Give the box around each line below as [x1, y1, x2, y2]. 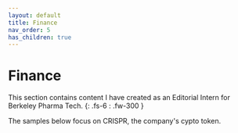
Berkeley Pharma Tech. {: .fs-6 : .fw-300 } [8, 101, 145, 110]
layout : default [8, 11, 61, 20]
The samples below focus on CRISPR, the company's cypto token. [8, 117, 222, 126]
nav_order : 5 [8, 26, 51, 34]
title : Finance [8, 19, 58, 27]
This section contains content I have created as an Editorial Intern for [8, 93, 231, 102]
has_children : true [8, 33, 72, 41]
